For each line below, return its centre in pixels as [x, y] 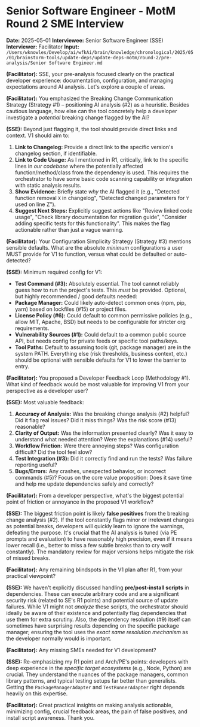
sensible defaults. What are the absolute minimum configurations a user [95, 247]
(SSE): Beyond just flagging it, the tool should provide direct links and [92, 129]
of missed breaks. [28, 558]
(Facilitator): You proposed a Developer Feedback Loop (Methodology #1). [98, 378]
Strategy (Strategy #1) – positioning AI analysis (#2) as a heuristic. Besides [98, 104]
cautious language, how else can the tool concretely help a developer [92, 111]
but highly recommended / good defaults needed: [76, 296]
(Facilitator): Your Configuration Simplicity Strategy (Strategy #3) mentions [99, 241]
